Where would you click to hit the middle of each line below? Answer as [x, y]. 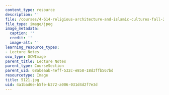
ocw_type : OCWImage [26, 57]
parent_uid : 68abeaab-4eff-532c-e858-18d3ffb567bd [59, 71]
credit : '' [21, 38]
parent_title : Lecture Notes [36, 61]
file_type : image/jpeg [29, 24]
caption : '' [22, 33]
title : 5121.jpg [22, 80]
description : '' [22, 15]
